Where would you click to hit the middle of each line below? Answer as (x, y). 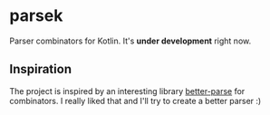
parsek (36, 16)
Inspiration (41, 69)
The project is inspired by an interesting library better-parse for (127, 91)
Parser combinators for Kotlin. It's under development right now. (130, 41)
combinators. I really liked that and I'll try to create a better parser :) (135, 101)
